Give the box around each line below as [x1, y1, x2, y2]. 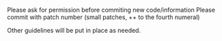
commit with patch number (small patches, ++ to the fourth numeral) [7, 13, 200, 21]
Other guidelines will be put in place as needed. [7, 27, 141, 34]
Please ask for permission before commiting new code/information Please [7, 6, 215, 14]
